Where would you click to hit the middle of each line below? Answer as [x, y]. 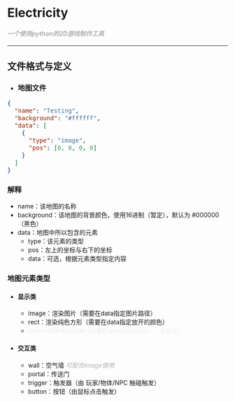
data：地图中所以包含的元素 [57, 233]
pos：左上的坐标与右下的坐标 [70, 250]
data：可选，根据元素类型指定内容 [77, 259]
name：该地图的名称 [47, 206]
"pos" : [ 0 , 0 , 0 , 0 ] [63, 148]
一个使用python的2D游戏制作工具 [56, 34]
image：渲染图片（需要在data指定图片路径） [92, 313]
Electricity [38, 13]
